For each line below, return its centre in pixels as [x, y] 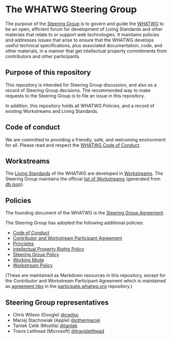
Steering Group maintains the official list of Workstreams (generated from [83, 179]
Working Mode [28, 260]
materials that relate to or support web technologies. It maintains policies [82, 34]
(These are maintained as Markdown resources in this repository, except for [85, 275]
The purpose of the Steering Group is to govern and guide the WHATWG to [85, 24]
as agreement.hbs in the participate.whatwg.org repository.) [69, 286]
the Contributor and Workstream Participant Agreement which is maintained [85, 281]
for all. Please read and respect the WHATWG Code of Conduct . [73, 145]
